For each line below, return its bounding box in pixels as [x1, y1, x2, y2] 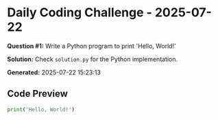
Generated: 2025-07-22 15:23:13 [7, 68, 101, 76]
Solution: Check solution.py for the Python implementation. [7, 55, 178, 63]
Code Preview [7, 88, 69, 100]
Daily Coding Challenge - [7, 5, 153, 20]
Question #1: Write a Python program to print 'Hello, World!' [7, 42, 176, 50]
